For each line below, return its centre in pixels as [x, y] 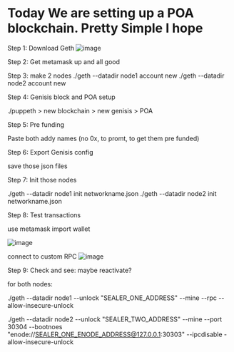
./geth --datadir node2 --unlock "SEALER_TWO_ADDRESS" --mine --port [115, 319]
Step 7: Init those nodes [42, 180]
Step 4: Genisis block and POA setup [61, 97]
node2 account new [37, 83]
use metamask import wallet [49, 229]
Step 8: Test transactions [44, 214]
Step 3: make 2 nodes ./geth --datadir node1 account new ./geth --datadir [116, 76]
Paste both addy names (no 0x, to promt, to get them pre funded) [103, 138]
